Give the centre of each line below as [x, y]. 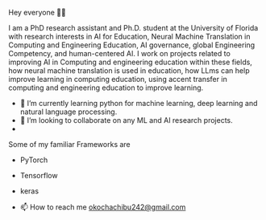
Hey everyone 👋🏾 [37, 12]
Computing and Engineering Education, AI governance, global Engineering [132, 45]
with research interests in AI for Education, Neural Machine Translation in [129, 37]
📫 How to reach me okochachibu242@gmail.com [103, 207]
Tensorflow [39, 175]
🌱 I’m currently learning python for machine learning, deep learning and [139, 103]
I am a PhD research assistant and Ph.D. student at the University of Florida [133, 28]
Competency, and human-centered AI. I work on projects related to [120, 53]
